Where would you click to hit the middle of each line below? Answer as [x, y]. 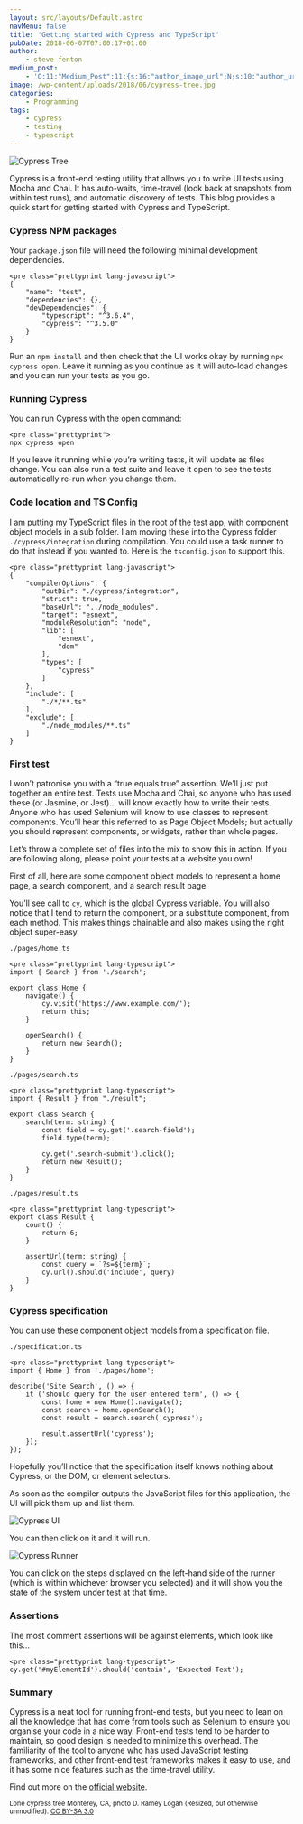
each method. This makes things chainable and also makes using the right [147, 923]
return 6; [60, 1233]
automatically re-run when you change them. [93, 479]
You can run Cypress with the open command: [96, 419]
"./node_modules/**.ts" [86, 725]
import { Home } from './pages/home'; [82, 1371]
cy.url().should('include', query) [109, 1273]
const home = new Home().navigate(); [112, 1402]
